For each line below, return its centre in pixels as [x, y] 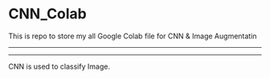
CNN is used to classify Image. [59, 66]
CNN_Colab [47, 14]
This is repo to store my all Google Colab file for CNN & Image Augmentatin [133, 36]
